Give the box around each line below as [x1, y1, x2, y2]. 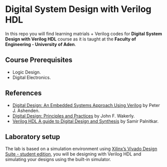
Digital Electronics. [12, 74, 51, 80]
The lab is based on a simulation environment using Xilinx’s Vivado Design [5, 146, 158, 152]
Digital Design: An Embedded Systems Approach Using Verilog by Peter [12, 102, 161, 108]
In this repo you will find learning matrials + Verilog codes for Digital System [5, 30, 163, 36]
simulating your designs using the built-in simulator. [5, 156, 111, 162]
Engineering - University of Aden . [5, 41, 76, 47]
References [5, 89, 42, 97]
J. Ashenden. [12, 107, 40, 113]
